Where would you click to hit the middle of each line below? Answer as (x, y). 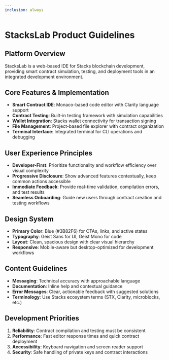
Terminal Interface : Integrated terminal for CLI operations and (77, 132)
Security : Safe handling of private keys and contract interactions (80, 352)
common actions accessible (41, 182)
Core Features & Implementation (57, 93)
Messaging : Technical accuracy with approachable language (76, 281)
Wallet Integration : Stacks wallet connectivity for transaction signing (84, 121)
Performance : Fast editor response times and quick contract (76, 336)
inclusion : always (24, 10)
